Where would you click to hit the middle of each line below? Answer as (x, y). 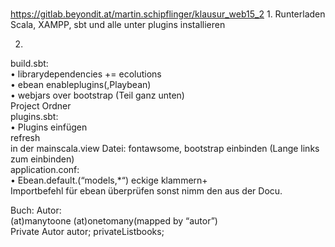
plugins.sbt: (34, 117)
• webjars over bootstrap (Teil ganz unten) (97, 95)
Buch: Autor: (36, 210)
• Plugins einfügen (49, 127)
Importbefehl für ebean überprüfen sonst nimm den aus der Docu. (146, 191)
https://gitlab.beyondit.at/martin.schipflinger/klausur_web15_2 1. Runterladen (168, 14)
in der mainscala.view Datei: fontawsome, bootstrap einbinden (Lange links (165, 149)
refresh (25, 138)
